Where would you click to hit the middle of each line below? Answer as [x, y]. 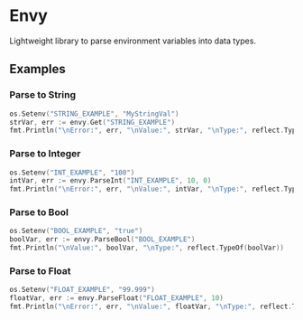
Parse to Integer [45, 154]
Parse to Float [40, 271]
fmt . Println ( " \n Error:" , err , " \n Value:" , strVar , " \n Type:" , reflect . [147, 131]
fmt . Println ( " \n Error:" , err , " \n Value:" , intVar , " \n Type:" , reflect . [147, 189]
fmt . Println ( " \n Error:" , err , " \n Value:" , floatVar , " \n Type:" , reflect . [151, 307]
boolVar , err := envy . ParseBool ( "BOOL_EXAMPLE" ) [102, 240]
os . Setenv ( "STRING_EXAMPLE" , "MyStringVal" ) [94, 114]
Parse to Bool [39, 212]
